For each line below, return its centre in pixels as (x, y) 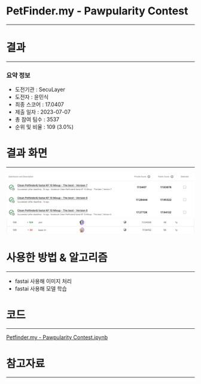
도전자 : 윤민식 (32, 97)
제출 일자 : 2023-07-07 (42, 112)
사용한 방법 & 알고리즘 (57, 257)
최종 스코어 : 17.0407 (39, 105)
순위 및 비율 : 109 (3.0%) (44, 127)
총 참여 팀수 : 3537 (37, 120)
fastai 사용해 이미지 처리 (43, 281)
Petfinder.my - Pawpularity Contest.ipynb (57, 337)
